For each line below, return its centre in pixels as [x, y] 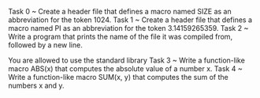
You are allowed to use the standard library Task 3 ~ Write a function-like [127, 60]
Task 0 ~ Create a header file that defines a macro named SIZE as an [120, 11]
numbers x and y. [36, 85]
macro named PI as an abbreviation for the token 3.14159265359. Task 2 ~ [128, 28]
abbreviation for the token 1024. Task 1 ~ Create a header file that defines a [130, 20]
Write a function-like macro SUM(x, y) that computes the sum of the [118, 77]
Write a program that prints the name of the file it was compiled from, [121, 36]
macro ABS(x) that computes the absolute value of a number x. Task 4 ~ [125, 69]
